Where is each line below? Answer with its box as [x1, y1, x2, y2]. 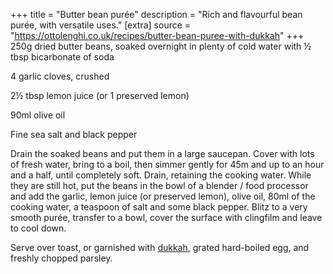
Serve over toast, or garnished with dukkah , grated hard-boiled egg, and [10, 242, 310, 253]
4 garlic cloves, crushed [10, 70, 110, 82]
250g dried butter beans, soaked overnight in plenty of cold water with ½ [10, 40, 312, 52]
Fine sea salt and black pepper [10, 129, 138, 140]
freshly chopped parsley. [10, 252, 113, 264]
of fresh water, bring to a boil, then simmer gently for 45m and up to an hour [10, 159, 325, 170]
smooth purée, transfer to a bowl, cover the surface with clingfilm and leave [10, 212, 323, 223]
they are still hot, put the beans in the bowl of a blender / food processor [10, 180, 309, 191]
